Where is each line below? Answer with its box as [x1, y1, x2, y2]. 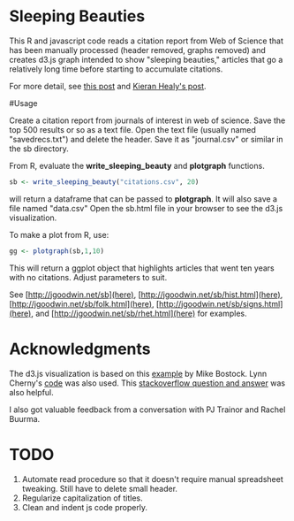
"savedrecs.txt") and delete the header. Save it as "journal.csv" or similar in [9, 134, 284, 144]
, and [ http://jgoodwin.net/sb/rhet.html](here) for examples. [30, 308, 247, 318]
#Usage [9, 97, 38, 108]
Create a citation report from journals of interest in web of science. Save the [9, 115, 286, 126]
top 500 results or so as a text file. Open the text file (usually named [9, 124, 256, 134]
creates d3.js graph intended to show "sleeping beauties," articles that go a [9, 54, 283, 65]
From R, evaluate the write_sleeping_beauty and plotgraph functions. [9, 160, 265, 171]
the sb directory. [9, 143, 69, 154]
